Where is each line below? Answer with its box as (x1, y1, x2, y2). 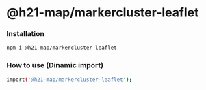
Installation (6, 29, 45, 39)
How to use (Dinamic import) (6, 61, 104, 70)
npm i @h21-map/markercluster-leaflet (6, 44, 117, 52)
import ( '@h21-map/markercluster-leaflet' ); (6, 76, 133, 83)
